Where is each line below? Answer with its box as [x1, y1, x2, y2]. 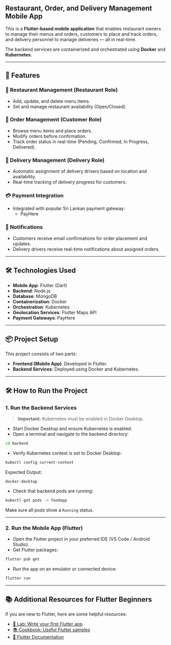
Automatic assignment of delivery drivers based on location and [12, 168, 147, 175]
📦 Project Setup [5, 334, 59, 343]
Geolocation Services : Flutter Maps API [12, 309, 97, 315]
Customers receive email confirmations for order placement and [12, 235, 148, 241]
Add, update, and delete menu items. [12, 98, 91, 104]
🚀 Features [5, 71, 40, 80]
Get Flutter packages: [12, 547, 59, 553]
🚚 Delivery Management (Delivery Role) [5, 156, 105, 163]
